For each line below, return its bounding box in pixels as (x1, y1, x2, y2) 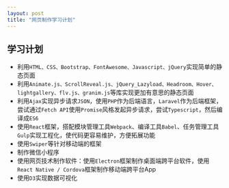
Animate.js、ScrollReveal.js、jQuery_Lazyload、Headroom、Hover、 (29, 81, 217, 88)
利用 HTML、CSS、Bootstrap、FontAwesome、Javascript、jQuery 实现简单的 (16, 63, 217, 71)
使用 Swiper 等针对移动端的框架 (16, 139, 102, 148)
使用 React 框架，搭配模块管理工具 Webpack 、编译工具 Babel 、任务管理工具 (16, 122, 219, 131)
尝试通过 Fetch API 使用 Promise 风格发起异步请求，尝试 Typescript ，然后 (16, 105, 217, 113)
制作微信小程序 (16, 148, 59, 157)
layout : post (7, 10, 44, 17)
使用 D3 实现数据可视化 (16, 174, 78, 182)
